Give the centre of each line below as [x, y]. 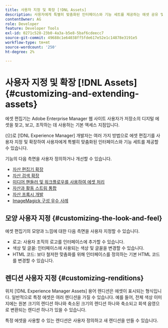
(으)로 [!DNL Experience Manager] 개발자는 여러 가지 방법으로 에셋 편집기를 [80, 135]
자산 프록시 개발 [28, 195]
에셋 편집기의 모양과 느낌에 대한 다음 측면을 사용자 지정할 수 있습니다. [72, 231]
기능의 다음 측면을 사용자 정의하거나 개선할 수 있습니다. [58, 159]
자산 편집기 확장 [28, 170]
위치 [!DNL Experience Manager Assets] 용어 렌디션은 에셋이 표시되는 [75, 291]
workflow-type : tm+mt [28, 43]
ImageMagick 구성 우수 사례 [40, 201]
